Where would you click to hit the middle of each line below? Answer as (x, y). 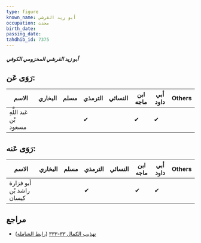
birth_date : (21, 28)
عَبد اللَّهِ (19, 112)
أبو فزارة (20, 183)
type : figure (22, 12)
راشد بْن (19, 191)
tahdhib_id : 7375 (28, 40)
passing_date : (24, 34)
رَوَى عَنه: (21, 148)
